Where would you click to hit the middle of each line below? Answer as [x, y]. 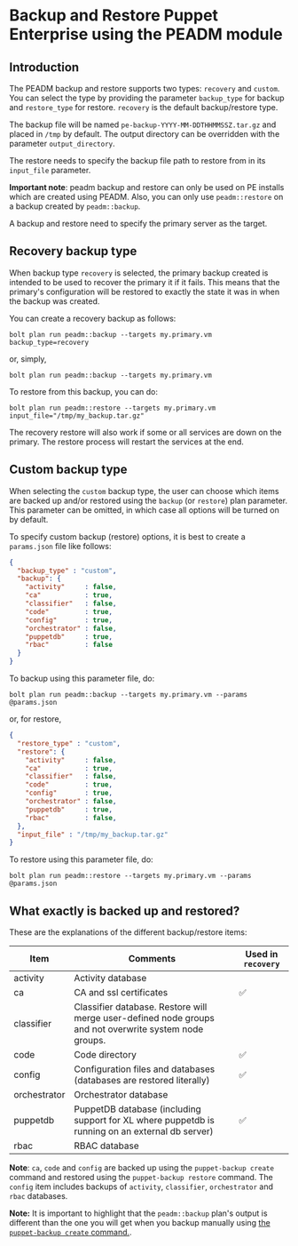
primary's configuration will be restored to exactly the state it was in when [145, 292]
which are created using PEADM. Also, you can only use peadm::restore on [146, 197]
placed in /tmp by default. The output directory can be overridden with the [145, 134]
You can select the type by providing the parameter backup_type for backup [147, 98]
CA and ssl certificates [121, 993]
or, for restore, [35, 719]
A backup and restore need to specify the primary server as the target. [138, 224]
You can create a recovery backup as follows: [93, 318]
